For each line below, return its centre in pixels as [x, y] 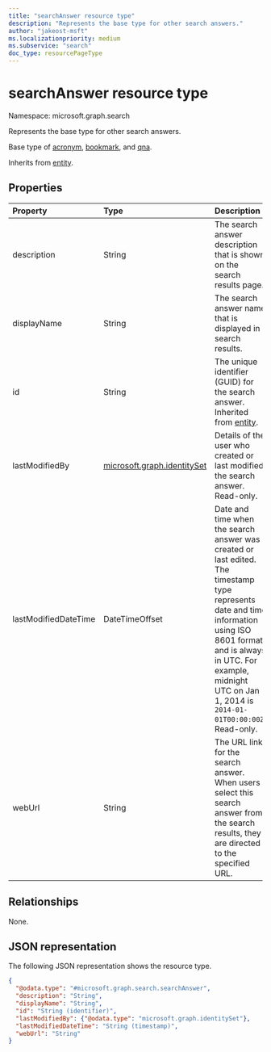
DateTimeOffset [133, 618]
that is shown [240, 254]
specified [232, 863]
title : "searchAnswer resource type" [72, 16]
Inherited [231, 412]
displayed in [238, 328]
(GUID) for [234, 382]
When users [238, 782]
